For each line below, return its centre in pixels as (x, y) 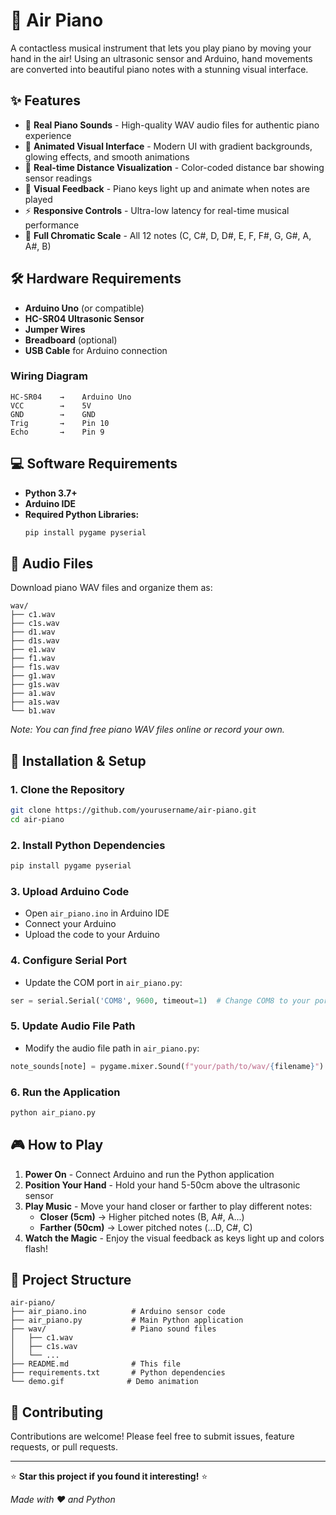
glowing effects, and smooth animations (107, 156)
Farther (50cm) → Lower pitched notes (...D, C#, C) (146, 1227)
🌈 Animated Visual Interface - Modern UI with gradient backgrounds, (168, 146)
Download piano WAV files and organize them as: (111, 588)
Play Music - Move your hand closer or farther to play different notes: (168, 1206)
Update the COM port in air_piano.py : (103, 982)
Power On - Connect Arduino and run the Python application (149, 1174)
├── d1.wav (33, 632)
